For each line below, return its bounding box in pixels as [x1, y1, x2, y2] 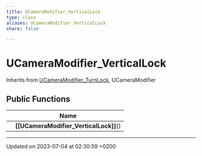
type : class [6, 14, 36, 20]
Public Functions [6, 94, 70, 104]
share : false [6, 25, 39, 32]
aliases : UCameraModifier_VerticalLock [6, 20, 106, 26]
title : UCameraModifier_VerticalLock [6, 8, 101, 15]
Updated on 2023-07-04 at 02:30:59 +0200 [6, 143, 116, 150]
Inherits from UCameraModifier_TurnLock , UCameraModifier [6, 76, 156, 84]
